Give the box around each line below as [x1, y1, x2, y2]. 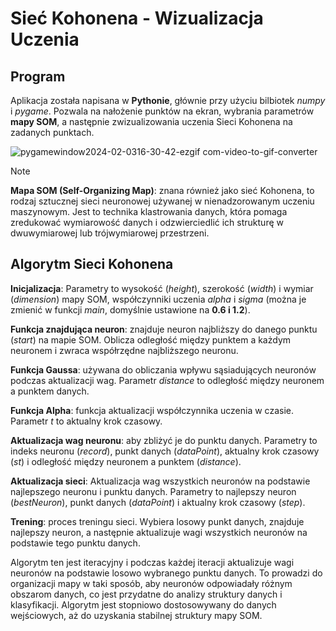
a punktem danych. [10, 385, 90, 397]
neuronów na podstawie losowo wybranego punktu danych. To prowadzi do [10, 567, 323, 579]
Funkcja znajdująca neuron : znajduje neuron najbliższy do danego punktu [10, 323, 318, 335]
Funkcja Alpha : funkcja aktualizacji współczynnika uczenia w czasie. [10, 404, 294, 416]
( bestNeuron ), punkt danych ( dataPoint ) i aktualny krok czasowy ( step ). [10, 496, 306, 508]
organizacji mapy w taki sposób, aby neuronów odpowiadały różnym [10, 577, 293, 589]
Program [10, 68, 66, 85]
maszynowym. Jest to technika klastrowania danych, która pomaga [10, 206, 288, 217]
